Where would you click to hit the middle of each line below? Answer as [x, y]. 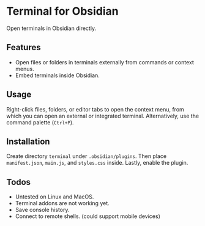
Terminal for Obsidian [63, 11]
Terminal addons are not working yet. [62, 203]
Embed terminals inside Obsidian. [57, 75]
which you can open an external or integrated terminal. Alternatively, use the [103, 116]
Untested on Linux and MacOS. [54, 197]
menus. [25, 69]
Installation [28, 141]
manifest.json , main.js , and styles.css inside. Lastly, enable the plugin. [97, 163]
